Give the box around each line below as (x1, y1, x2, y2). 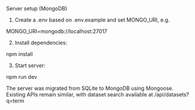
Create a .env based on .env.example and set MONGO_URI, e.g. (14, 16, 170, 23)
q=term (6, 97, 25, 104)
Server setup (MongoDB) (6, 5, 68, 12)
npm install (6, 51, 33, 58)
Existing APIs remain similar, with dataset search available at (6, 91, 154, 98)
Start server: (14, 62, 46, 69)
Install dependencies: (14, 39, 68, 46)
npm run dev (6, 74, 37, 80)
